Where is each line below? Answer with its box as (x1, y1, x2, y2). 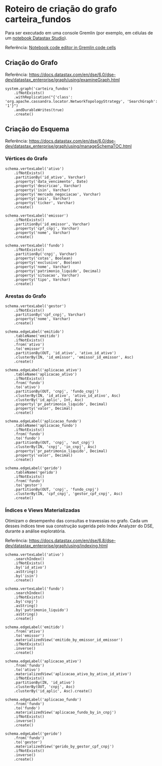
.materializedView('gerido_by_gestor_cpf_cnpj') (14, 744, 114, 749)
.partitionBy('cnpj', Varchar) (14, 251, 77, 256)
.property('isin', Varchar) (14, 188, 71, 192)
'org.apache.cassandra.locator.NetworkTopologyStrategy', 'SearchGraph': (5, 99, 158, 104)
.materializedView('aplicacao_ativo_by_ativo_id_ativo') (14, 671, 132, 677)
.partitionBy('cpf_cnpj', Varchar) (14, 312, 86, 317)
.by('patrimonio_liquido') (14, 608, 69, 613)
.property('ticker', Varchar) (14, 200, 75, 205)
